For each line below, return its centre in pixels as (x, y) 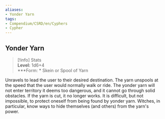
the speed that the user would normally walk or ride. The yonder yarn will (80, 85)
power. (12, 111)
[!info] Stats (29, 60)
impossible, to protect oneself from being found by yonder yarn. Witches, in (83, 101)
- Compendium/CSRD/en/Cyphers (37, 23)
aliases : (14, 10)
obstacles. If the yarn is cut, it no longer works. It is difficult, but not (74, 96)
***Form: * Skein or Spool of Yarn (53, 70)
